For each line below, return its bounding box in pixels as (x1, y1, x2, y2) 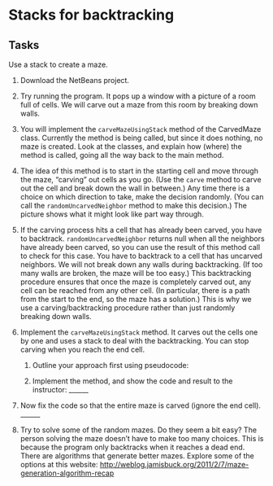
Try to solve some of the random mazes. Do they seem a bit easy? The (19, 425, 258, 435)
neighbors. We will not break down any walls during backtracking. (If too (19, 260, 263, 269)
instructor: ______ (32, 385, 89, 394)
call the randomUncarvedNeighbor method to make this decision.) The (19, 201, 248, 210)
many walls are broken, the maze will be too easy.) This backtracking (19, 269, 252, 278)
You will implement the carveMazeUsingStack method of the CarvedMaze (19, 125, 262, 134)
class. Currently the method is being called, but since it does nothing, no (19, 133, 263, 142)
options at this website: (19, 460, 99, 469)
